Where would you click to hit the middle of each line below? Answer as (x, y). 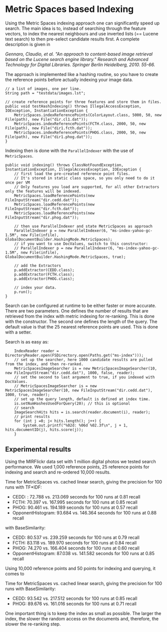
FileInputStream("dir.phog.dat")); (42, 217)
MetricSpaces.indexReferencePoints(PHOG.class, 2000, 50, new (80, 132)
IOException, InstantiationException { (47, 110)
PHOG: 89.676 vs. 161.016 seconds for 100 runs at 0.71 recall (75, 603)
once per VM (17, 182)
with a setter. (18, 332)
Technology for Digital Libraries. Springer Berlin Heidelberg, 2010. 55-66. (80, 64)
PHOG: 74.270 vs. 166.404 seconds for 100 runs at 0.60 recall (76, 548)
